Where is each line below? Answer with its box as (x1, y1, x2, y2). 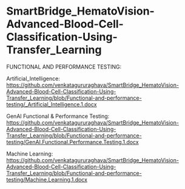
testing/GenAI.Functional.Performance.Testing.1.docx (6, 138, 139, 145)
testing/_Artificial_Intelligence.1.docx (6, 100, 97, 108)
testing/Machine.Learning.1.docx (6, 176, 88, 183)
